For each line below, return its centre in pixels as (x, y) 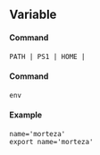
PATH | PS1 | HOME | (48, 56)
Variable (33, 15)
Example (26, 115)
